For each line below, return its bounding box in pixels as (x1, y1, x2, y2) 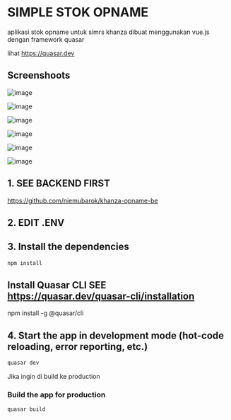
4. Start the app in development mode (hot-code (7, 329, 225, 341)
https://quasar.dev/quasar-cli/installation (7, 290, 195, 302)
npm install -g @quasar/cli (7, 309, 84, 317)
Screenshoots (7, 69, 71, 81)
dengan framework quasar (7, 35, 85, 43)
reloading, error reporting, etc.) (7, 341, 148, 353)
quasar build (7, 406, 46, 413)
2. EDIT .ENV (7, 217, 65, 229)
